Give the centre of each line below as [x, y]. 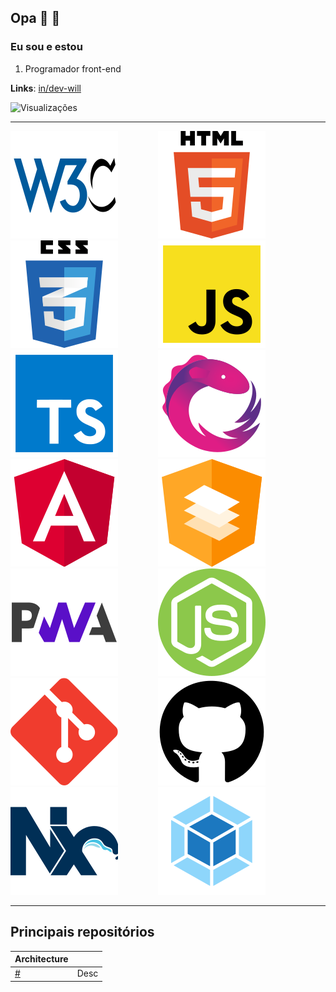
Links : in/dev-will [46, 88]
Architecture [41, 959]
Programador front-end [73, 68]
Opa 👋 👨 [35, 18]
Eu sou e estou [46, 47]
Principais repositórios [82, 932]
